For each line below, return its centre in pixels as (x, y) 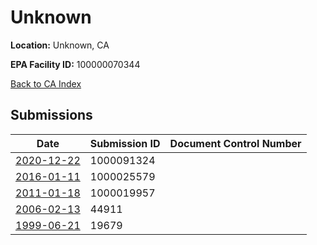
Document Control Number (235, 143)
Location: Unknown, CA (60, 45)
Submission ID (125, 143)
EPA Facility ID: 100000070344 (75, 64)
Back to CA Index (46, 83)
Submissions (51, 115)
